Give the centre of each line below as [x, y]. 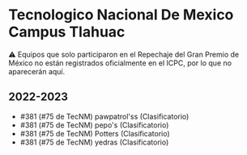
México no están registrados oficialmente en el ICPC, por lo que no [120, 63]
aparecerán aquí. [37, 71]
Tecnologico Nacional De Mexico [121, 15]
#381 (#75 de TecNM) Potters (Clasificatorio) [95, 133]
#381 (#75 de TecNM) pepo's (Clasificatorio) [94, 125]
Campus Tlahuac [67, 32]
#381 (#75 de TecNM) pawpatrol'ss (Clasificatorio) [104, 116]
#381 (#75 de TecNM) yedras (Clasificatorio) [94, 142]
